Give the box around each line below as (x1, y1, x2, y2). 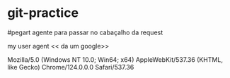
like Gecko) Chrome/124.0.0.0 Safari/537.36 (7, 63, 134, 71)
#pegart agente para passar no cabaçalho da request (7, 28, 163, 37)
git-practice (7, 5, 79, 21)
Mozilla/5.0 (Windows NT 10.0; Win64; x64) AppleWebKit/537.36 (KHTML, (7, 55, 223, 64)
